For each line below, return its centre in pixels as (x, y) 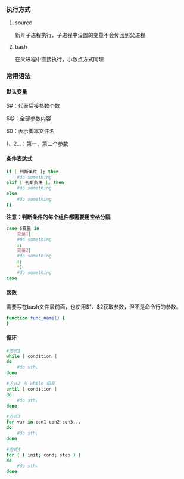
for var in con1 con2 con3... (44, 422)
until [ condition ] (32, 389)
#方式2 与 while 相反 (31, 384)
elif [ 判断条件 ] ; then (35, 183)
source (24, 23)
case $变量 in (23, 228)
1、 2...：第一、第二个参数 (37, 144)
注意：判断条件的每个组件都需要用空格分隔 (58, 217)
